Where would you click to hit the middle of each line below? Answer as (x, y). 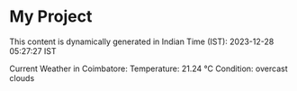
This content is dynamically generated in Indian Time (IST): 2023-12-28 (142, 41)
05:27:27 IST (33, 50)
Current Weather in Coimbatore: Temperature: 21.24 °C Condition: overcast (148, 68)
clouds (22, 77)
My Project (51, 17)
